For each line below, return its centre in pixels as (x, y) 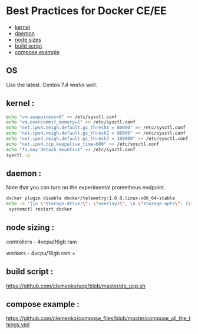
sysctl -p (18, 155)
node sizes (28, 39)
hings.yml (18, 325)
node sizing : (30, 228)
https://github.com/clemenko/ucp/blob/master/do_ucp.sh (76, 286)
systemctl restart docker (40, 209)
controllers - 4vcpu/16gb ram (42, 242)
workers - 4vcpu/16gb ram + (41, 253)
